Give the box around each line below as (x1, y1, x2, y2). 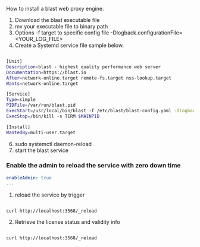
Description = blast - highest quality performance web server (6, 64, 161, 70)
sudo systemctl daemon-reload (14, 140, 92, 147)
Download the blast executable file (14, 17, 100, 23)
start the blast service (14, 147, 68, 154)
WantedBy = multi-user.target (6, 129, 76, 135)
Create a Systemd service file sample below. (14, 42, 124, 49)
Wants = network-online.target (6, 80, 79, 87)
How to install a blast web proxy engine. (6, 5, 104, 12)
